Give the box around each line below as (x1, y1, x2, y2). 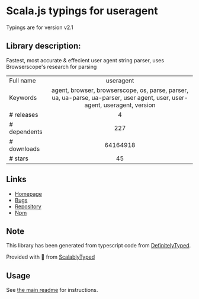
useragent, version (103, 101, 156, 109)
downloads (9, 144, 40, 152)
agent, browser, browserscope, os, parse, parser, (51, 86, 188, 94)
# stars (9, 154, 28, 163)
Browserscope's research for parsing (6, 63, 97, 70)
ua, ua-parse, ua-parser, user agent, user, (52, 93, 171, 101)
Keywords (9, 93, 37, 101)
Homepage (14, 190, 43, 197)
